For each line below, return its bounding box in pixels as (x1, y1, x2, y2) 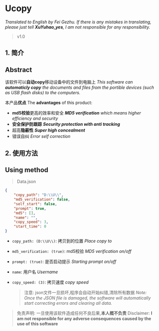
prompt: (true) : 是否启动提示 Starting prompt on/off (12, 259, 116, 265)
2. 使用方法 (5, 149, 38, 157)
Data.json (16, 179, 36, 184)
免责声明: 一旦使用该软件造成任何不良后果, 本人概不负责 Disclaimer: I (16, 310, 152, 316)
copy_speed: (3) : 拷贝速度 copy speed (12, 280, 89, 285)
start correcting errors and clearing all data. (24, 300, 113, 306)
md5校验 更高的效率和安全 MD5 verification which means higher (12, 110, 141, 116)
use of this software (16, 321, 58, 327)
